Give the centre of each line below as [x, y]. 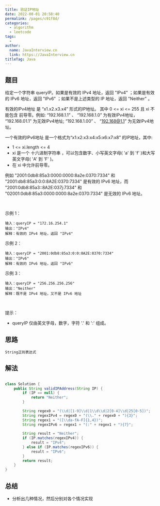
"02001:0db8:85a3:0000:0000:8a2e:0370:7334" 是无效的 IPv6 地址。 [75, 194]
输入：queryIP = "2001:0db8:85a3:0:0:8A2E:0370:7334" [59, 253]
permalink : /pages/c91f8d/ [32, 18]
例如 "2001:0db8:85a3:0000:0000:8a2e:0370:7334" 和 [60, 176]
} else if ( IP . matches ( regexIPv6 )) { [61, 447]
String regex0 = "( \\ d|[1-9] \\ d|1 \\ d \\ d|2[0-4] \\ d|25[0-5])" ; [87, 411]
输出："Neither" [20, 289]
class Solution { [23, 384]
